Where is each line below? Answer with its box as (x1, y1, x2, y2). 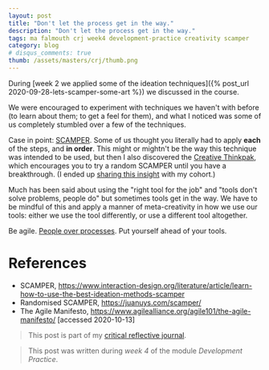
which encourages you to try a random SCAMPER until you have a (8, 161, 226, 170)
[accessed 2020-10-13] (57, 315, 135, 324)
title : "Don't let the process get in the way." (8, 19, 174, 27)
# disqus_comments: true (8, 49, 92, 57)
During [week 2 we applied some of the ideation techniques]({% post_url (8, 78, 250, 88)
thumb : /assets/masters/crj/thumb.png (8, 57, 138, 65)
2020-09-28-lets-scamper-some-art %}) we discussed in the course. (8, 87, 239, 96)
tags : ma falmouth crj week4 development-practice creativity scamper (8, 34, 250, 43)
